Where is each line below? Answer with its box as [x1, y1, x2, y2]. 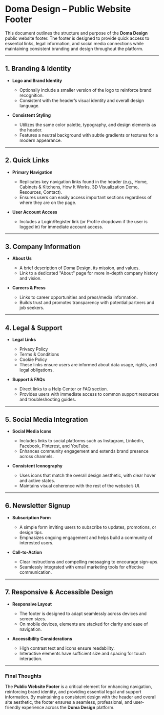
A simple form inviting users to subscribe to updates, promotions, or [19, 524, 157, 530]
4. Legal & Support [5, 324, 62, 332]
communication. [19, 569, 52, 575]
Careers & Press [12, 285, 46, 291]
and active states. [19, 478, 55, 484]
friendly [5, 704, 21, 710]
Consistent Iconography [12, 463, 62, 469]
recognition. [19, 92, 44, 98]
